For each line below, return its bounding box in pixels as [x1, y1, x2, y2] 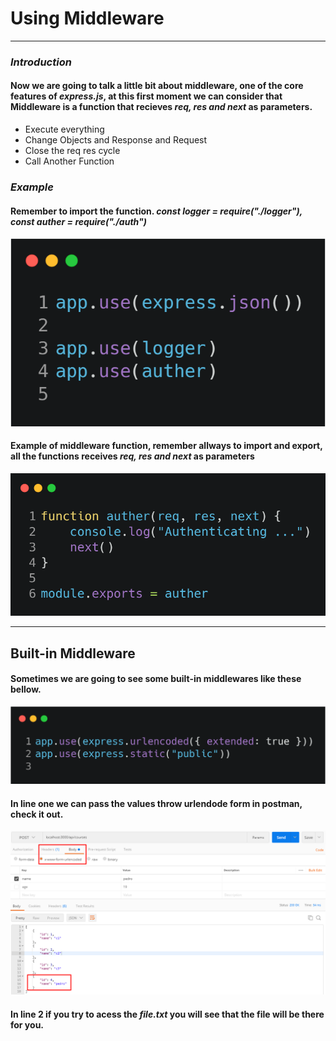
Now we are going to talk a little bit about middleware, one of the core [10, 80, 304, 92]
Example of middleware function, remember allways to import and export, [10, 440, 323, 452]
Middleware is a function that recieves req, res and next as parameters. [10, 101, 313, 113]
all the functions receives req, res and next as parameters [10, 450, 255, 462]
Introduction [10, 55, 72, 69]
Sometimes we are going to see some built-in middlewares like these [10, 673, 302, 685]
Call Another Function [24, 155, 115, 167]
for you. [10, 1018, 45, 1031]
